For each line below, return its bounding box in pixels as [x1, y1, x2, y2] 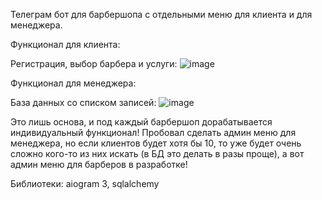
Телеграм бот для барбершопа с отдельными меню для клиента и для [10, 9, 313, 20]
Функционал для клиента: [10, 39, 121, 50]
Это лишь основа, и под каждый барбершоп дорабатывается [10, 116, 273, 128]
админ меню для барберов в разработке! [10, 159, 188, 170]
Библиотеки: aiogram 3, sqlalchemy [10, 178, 160, 189]
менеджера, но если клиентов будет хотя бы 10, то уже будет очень [10, 137, 302, 149]
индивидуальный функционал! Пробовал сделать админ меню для [10, 127, 297, 138]
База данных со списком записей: [10, 97, 157, 108]
